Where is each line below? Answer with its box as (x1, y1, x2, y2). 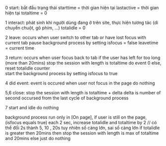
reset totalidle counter (5, 65, 51, 71)
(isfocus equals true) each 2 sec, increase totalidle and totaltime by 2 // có (5, 120, 157, 125)
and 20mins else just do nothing (5, 136, 71, 141)
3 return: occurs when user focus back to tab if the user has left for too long (5, 55, 161, 61)
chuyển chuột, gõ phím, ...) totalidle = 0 (5, 25, 86, 31)
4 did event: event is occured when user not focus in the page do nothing (5, 80, 155, 86)
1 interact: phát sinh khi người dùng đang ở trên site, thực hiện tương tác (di (5, 20, 159, 25)
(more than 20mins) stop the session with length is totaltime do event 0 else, (5, 60, 162, 66)
